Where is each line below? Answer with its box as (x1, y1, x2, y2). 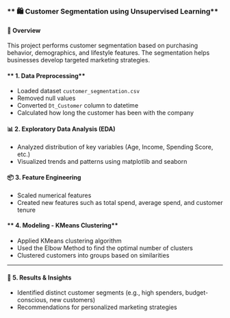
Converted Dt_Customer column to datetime (16, 101, 139, 110)
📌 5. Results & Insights (7, 273, 72, 282)
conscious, (16, 296, 49, 304)
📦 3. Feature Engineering (7, 173, 81, 182)
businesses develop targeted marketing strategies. (7, 56, 151, 64)
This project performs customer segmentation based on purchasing (7, 41, 199, 50)
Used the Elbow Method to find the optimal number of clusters (16, 243, 193, 252)
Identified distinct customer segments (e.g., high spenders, (16, 289, 184, 297)
